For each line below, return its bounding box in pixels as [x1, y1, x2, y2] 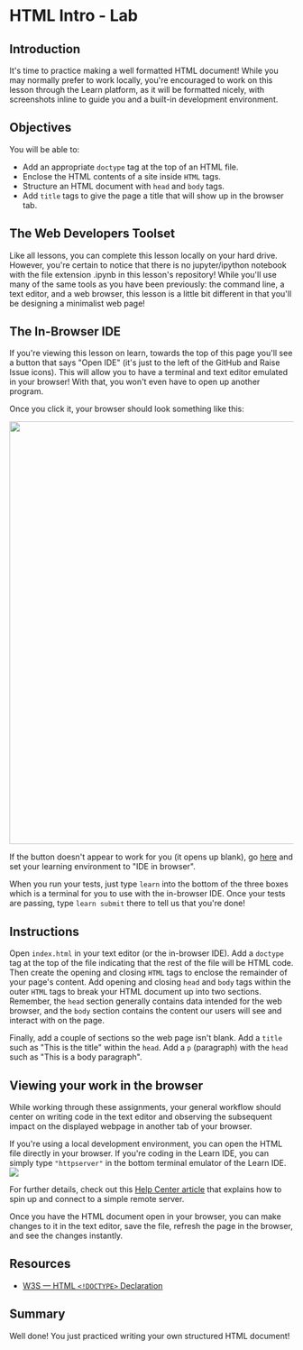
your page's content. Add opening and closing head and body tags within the [9, 977, 291, 987]
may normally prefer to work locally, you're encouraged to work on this [9, 75, 273, 86]
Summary [9, 1307, 66, 1322]
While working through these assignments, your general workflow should [9, 1102, 281, 1113]
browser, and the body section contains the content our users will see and [9, 1006, 282, 1016]
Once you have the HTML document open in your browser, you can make [9, 1211, 281, 1222]
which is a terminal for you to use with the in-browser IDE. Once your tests [9, 888, 286, 899]
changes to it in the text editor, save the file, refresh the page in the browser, [9, 1221, 293, 1232]
